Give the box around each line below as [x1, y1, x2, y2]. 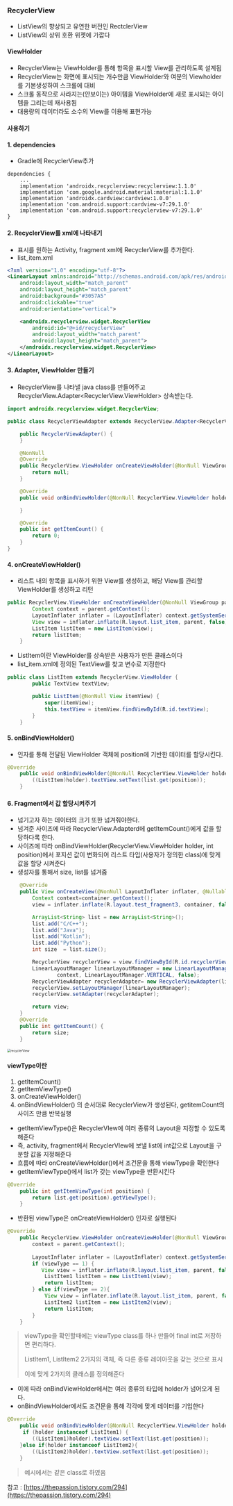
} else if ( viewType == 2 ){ [32, 1286, 110, 1293]
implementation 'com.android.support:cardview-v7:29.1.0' [19, 201, 191, 208]
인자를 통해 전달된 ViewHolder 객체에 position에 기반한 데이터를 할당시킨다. [17, 750, 223, 759]
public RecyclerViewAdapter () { [19, 430, 113, 438]
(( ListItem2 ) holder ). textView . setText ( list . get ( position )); [32, 1448, 209, 1455]
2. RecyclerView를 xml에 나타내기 [7, 229, 103, 237]
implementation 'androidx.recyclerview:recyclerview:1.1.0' [19, 183, 197, 190]
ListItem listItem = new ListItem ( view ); [32, 624, 154, 632]
